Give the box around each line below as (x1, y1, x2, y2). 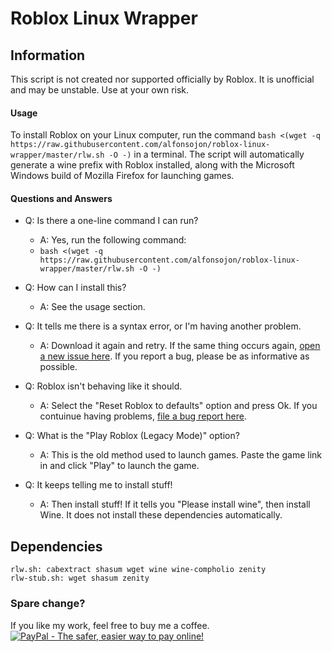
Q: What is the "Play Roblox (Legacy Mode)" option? (24, 430, 240, 442)
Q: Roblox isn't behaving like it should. (24, 380, 183, 392)
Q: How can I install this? (24, 282, 127, 294)
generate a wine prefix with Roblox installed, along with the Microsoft (10, 159, 295, 171)
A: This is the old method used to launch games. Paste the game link (39, 449, 323, 461)
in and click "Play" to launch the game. (39, 460, 200, 472)
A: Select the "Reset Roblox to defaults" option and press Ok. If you (39, 400, 318, 412)
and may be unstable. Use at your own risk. (10, 84, 190, 96)
